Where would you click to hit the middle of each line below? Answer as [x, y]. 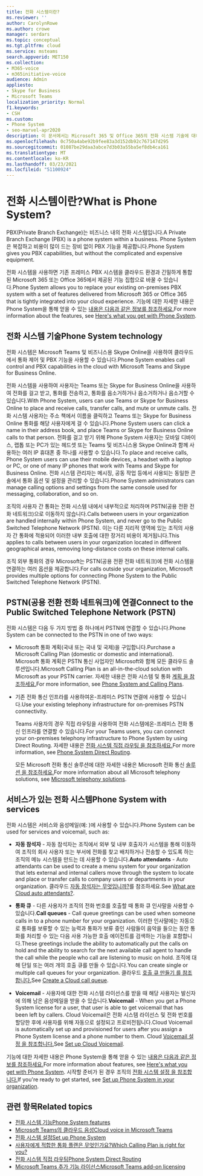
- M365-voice [23, 68]
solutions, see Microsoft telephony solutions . [71, 779]
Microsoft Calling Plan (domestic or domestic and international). [94, 654]
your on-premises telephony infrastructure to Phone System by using [101, 738]
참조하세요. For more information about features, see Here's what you [102, 1064]
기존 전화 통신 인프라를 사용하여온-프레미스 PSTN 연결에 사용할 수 [93, 697]
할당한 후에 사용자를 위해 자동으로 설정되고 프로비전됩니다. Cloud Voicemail [104, 1022]
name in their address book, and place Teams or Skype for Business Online [100, 430]
